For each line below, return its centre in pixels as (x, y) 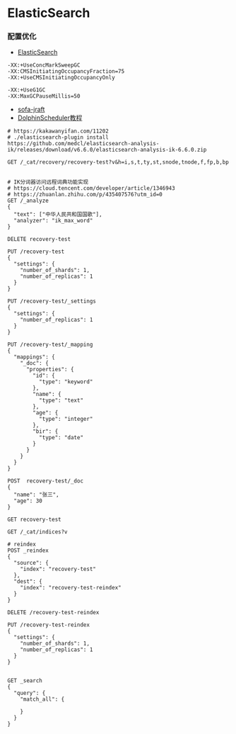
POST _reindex (28, 550)
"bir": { (46, 431)
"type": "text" (61, 401)
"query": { (30, 693)
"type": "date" (61, 438)
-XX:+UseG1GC (26, 90)
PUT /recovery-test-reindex (49, 625)
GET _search (25, 681)
